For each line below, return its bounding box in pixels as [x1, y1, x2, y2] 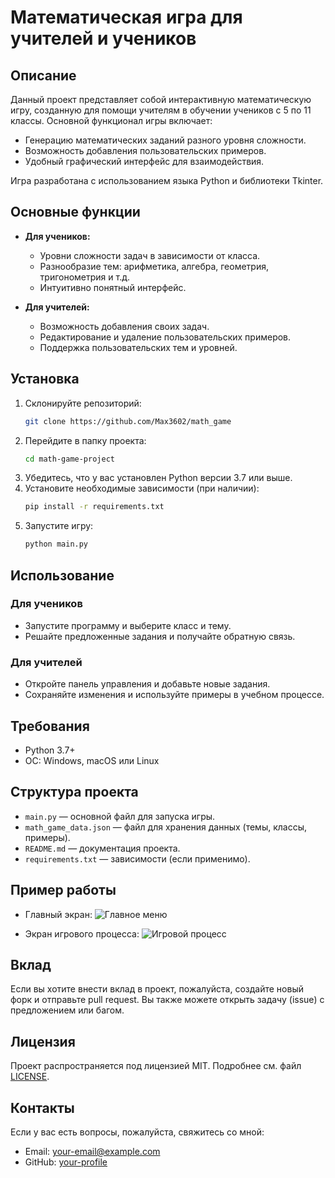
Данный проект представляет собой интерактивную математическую [10, 94, 312, 105]
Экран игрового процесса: [24, 927, 140, 940]
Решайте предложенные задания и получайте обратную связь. [24, 630, 296, 642]
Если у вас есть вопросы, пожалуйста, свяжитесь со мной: [10, 1126, 265, 1138]
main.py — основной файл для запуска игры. [24, 810, 216, 822]
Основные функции [10, 204, 141, 221]
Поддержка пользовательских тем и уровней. [39, 341, 238, 353]
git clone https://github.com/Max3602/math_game [24, 416, 232, 426]
